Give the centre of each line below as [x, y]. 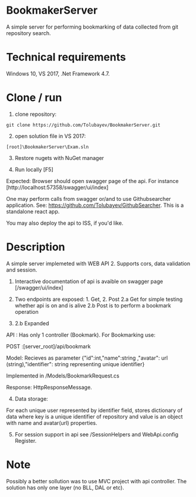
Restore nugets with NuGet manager [59, 158]
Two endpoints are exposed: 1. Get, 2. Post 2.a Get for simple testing [99, 299]
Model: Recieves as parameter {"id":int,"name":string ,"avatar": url [87, 358]
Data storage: [31, 398]
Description [36, 247]
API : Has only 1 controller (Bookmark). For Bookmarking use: [81, 335]
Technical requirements [66, 57]
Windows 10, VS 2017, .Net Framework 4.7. [58, 73]
